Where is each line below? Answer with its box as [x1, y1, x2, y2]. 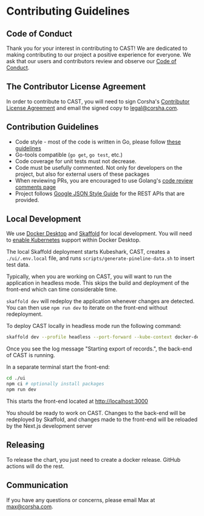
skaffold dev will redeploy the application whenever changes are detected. [6, 298, 195, 305]
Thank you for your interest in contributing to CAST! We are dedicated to [6, 44, 188, 52]
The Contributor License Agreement [6, 82, 146, 92]
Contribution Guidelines [6, 122, 99, 132]
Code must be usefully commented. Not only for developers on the [15, 164, 183, 171]
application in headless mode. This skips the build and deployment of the [6, 279, 189, 287]
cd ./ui [6, 375, 26, 382]
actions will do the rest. [6, 462, 65, 470]
